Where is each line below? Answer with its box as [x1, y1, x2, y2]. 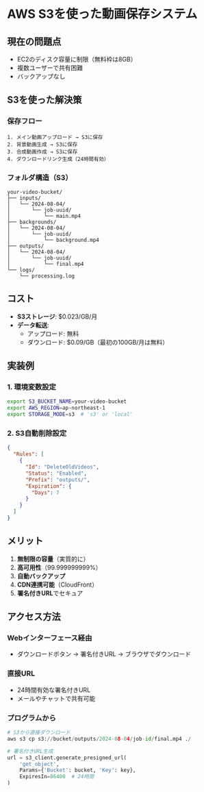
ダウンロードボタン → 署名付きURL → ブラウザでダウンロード [16, 650, 192, 658]
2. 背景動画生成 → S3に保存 [7, 141, 78, 148]
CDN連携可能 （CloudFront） [16, 580, 98, 589]
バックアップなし [16, 73, 66, 80]
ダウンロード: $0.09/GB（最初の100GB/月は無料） [27, 338, 169, 346]
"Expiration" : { [25, 482, 72, 490]
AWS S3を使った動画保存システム [7, 6, 198, 22]
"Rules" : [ [13, 451, 44, 458]
